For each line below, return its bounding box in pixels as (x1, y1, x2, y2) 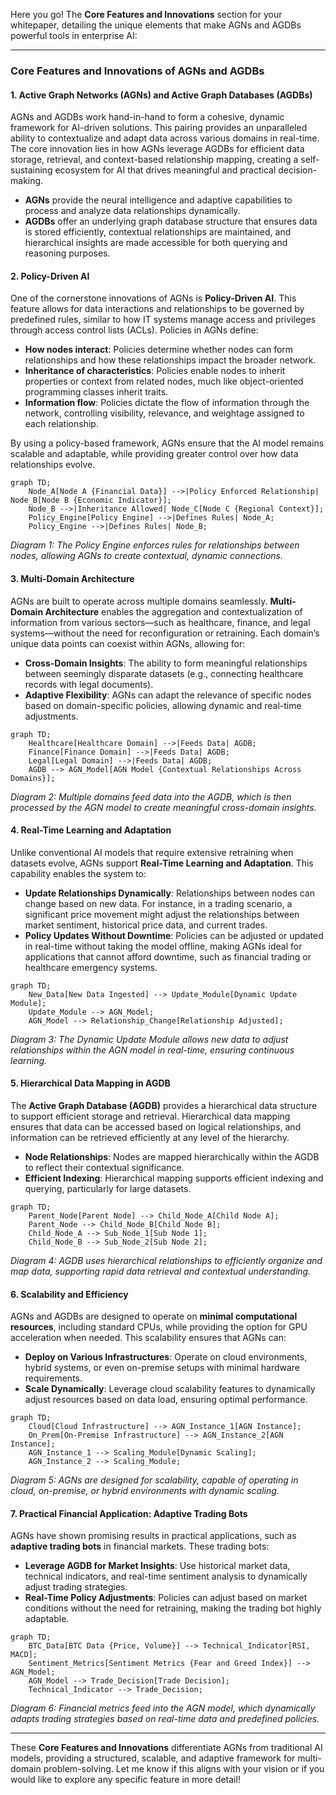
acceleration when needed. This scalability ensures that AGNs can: (10, 1332, 287, 1344)
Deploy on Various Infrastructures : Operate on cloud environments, (24, 1351, 308, 1363)
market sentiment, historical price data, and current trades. (24, 919, 268, 931)
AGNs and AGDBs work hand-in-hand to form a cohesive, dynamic (10, 111, 285, 123)
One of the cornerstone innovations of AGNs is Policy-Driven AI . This (10, 292, 297, 304)
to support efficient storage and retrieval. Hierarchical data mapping (10, 1110, 291, 1122)
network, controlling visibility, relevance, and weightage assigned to (24, 407, 305, 419)
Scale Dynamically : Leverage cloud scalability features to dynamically (24, 1383, 316, 1395)
